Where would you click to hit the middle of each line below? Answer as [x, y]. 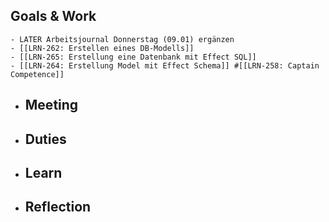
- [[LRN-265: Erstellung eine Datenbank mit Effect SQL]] [133, 57]
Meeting [51, 105]
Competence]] [37, 74]
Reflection [58, 207]
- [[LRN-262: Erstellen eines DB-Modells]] [102, 48]
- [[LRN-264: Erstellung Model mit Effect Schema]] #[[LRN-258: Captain [165, 65]
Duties [45, 139]
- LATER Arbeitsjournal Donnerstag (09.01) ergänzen [122, 39]
